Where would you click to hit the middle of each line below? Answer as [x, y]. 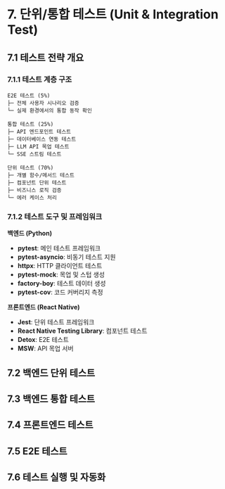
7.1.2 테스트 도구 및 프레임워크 [55, 217]
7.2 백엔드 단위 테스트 [51, 373]
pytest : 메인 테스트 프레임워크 [59, 248]
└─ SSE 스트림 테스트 [34, 154]
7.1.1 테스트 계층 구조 [40, 80]
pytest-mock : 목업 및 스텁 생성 [61, 274]
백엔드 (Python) [30, 234]
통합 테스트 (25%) [31, 124]
